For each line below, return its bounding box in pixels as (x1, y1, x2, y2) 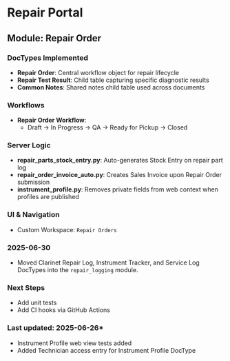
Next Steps (7, 282, 45, 292)
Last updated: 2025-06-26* (7, 323, 104, 333)
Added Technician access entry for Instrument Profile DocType (17, 346, 196, 354)
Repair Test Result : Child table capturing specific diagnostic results (17, 76, 210, 84)
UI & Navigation (7, 210, 60, 220)
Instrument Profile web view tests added (17, 339, 132, 347)
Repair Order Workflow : (17, 116, 87, 125)
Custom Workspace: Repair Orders (17, 225, 117, 234)
